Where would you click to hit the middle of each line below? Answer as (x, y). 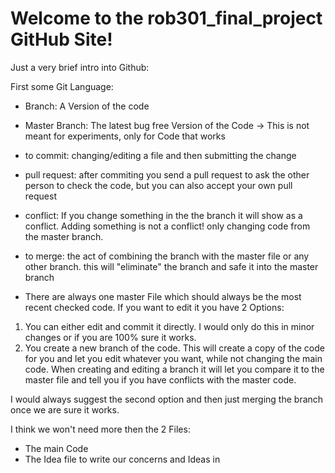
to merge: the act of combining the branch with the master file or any (167, 256)
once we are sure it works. (65, 409)
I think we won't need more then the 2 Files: (100, 429)
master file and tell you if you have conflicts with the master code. (160, 379)
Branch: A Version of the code (87, 106)
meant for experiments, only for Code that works (125, 136)
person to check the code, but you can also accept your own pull (158, 185)
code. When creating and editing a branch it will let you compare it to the (174, 369)
